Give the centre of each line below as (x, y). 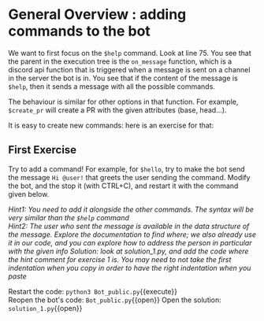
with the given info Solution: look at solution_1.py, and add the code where (128, 251)
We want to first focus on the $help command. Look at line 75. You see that (130, 53)
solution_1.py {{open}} (45, 308)
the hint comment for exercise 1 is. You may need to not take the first (120, 259)
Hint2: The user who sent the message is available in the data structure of (129, 226)
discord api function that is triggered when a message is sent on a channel (129, 69)
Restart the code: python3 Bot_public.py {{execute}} (93, 291)
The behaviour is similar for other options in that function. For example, (123, 101)
